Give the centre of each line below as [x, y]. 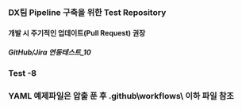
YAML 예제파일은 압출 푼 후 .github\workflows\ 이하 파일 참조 [121, 96]
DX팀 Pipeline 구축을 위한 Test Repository [87, 12]
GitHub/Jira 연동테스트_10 [50, 52]
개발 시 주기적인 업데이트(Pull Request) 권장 [77, 32]
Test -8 [23, 73]
